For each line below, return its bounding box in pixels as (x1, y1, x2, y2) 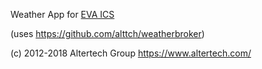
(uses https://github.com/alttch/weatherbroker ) (10, 28, 205, 39)
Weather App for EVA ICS (10, 9, 115, 20)
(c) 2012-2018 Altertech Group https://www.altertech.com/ (10, 47, 252, 59)
